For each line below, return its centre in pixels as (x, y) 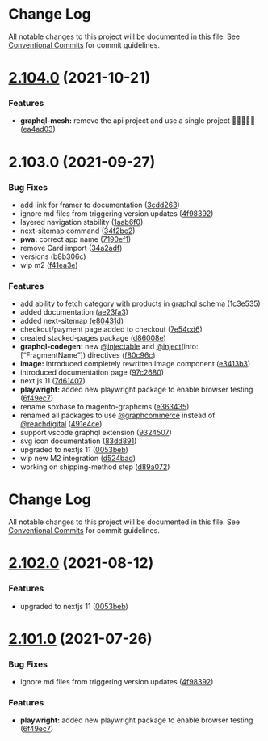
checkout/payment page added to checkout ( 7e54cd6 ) (111, 329)
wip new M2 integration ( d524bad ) (77, 459)
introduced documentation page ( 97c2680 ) (92, 372)
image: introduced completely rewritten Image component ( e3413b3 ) (135, 364)
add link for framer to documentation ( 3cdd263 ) (100, 205)
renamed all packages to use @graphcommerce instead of (117, 415)
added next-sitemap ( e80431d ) (71, 321)
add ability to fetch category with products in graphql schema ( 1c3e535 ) (140, 303)
